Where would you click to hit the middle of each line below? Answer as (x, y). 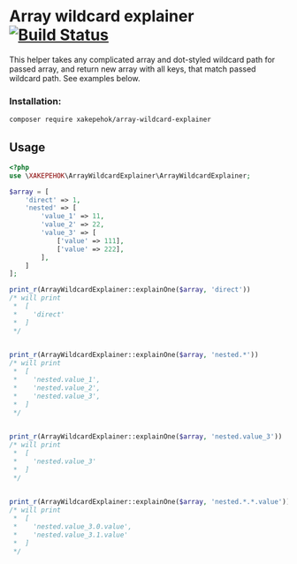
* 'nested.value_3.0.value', (72, 527)
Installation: (35, 101)
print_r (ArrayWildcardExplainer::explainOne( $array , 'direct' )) (130, 290)
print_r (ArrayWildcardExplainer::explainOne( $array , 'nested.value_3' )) (146, 437)
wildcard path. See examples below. (75, 78)
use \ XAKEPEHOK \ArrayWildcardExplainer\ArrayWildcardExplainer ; (130, 175)
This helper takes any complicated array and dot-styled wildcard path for (142, 59)
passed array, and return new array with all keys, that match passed (133, 69)
